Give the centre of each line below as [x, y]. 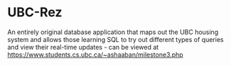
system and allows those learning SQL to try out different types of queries [116, 39]
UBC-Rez [35, 12]
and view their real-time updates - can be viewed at [83, 47]
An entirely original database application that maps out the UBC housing [113, 32]
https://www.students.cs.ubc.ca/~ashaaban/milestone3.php [95, 55]
